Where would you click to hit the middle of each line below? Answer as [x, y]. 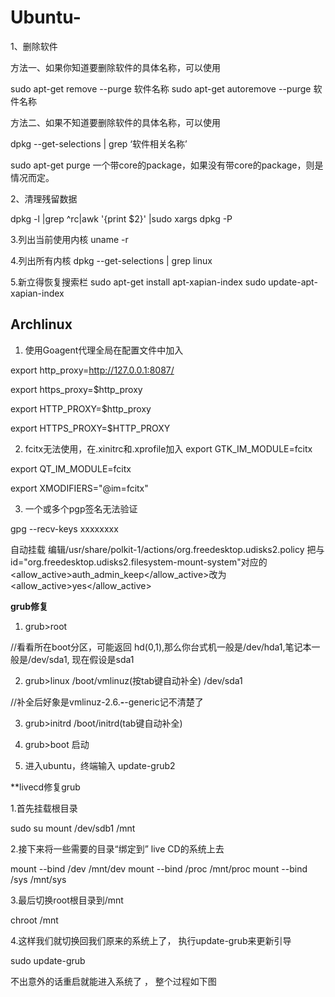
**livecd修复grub [45, 787]
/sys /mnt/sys [38, 879]
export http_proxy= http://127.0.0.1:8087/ [92, 370]
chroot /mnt [34, 920]
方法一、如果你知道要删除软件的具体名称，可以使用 [115, 67]
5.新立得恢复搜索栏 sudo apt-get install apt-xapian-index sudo [138, 282]
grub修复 [29, 606]
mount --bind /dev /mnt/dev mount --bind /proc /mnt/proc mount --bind [159, 868]
